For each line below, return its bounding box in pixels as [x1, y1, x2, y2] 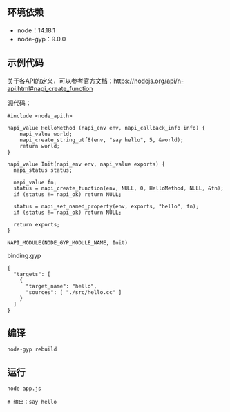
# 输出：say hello [7, 399, 57, 406]
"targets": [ [13, 271, 51, 277]
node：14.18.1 [17, 26, 55, 35]
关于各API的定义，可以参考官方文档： [7, 77, 114, 85]
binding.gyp [7, 251, 41, 259]
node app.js [7, 385, 41, 392]
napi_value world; [19, 130, 73, 137]
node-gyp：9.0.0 [17, 35, 66, 43]
